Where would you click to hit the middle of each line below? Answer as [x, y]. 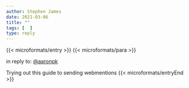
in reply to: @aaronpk [32, 62]
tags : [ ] [19, 28]
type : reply [21, 33]
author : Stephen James [34, 11]
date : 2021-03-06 [27, 17]
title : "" [18, 22]
